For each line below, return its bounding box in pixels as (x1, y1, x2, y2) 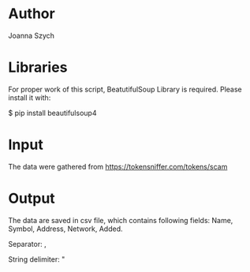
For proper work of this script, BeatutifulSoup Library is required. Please (8, 84, 242, 94)
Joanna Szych (8, 31, 55, 40)
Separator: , (8, 239, 47, 248)
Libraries (8, 58, 68, 76)
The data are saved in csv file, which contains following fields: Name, (8, 215, 233, 225)
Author (8, 5, 55, 23)
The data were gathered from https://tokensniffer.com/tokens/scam (8, 162, 228, 171)
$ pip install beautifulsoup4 (8, 108, 97, 117)
